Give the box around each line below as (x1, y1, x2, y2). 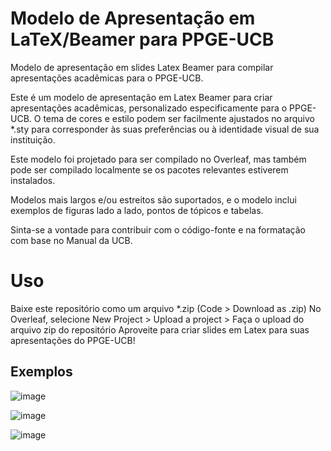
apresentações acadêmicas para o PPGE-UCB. (10, 72, 204, 84)
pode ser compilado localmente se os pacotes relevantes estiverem (10, 163, 289, 176)
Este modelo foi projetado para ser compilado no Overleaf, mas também (10, 153, 307, 165)
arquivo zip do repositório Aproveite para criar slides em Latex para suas (10, 323, 310, 336)
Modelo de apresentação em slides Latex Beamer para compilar (10, 61, 274, 73)
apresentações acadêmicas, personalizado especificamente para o (10, 102, 288, 114)
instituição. (10, 133, 56, 146)
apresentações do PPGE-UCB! (10, 334, 136, 346)
